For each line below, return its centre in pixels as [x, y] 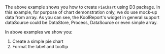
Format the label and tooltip [40, 46]
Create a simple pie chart [38, 41]
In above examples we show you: [39, 32]
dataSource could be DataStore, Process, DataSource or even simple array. [82, 22]
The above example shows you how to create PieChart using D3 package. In [83, 7]
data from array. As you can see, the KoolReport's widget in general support [82, 17]
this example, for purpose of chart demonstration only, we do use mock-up [81, 12]
